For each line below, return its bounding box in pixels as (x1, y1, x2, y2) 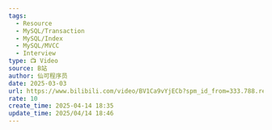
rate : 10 (8, 94, 38, 103)
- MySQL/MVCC (15, 42, 60, 50)
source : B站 (8, 65, 48, 73)
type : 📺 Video (8, 57, 58, 65)
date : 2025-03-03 (8, 79, 67, 87)
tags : (8, 11, 27, 20)
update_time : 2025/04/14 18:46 (8, 110, 114, 118)
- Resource (15, 19, 53, 27)
